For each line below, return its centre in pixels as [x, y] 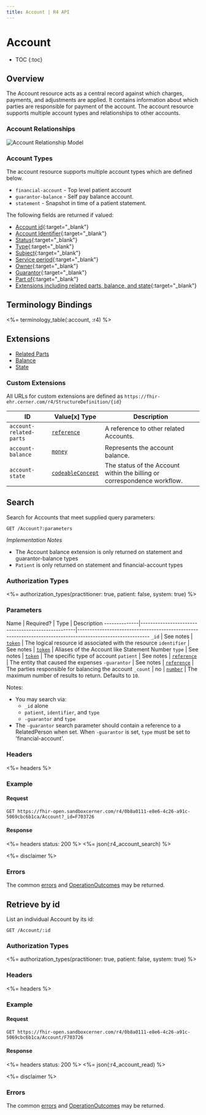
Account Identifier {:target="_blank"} [61, 233]
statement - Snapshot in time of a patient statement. [81, 203]
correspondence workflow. [144, 481]
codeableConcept [75, 473]
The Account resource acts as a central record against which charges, [95, 93]
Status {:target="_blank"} [46, 239]
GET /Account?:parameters [39, 529]
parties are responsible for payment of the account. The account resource [100, 107]
